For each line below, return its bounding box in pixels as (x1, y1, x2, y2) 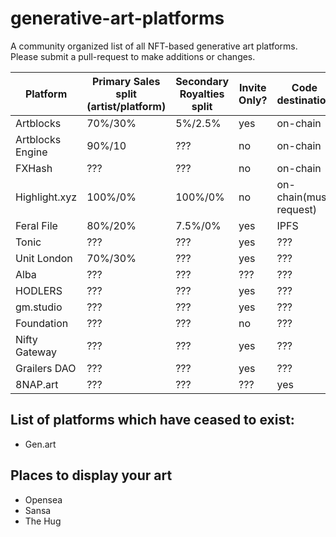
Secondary (175, 74, 230, 88)
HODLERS (15, 283, 63, 297)
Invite (239, 80, 267, 94)
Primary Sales (91, 74, 161, 88)
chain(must (276, 190, 330, 204)
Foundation (15, 316, 69, 330)
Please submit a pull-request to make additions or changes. (10, 50, 256, 62)
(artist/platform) (86, 99, 167, 113)
